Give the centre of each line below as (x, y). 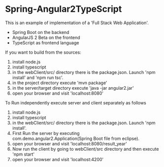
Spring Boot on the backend (41, 32)
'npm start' (23, 154)
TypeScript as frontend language (46, 42)
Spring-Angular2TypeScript (64, 9)
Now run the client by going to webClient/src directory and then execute (85, 149)
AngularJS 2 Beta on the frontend (46, 37)
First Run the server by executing (46, 133)
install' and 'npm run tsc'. (38, 77)
